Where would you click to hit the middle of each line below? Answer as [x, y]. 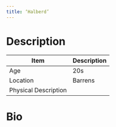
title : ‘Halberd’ [28, 12]
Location [22, 80]
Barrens [84, 80]
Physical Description [38, 90]
